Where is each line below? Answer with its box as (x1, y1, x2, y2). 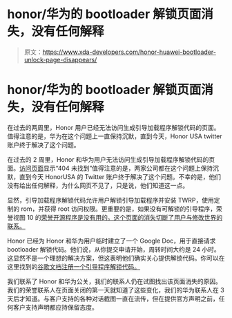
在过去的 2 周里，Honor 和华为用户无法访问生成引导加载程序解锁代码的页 (7, 155, 215, 163)
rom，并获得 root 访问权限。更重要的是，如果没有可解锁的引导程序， (20, 205, 216, 213)
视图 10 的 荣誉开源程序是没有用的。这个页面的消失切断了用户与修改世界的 (12, 213, 223, 221)
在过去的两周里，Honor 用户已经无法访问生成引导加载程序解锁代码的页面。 (7, 123, 220, 131)
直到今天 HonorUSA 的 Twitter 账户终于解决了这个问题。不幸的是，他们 (19, 172, 222, 180)
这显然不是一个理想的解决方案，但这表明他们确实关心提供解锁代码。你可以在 (7, 254, 225, 262)
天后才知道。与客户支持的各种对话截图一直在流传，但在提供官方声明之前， (7, 294, 219, 303)
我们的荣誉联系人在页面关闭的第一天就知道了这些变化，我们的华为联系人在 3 (7, 286, 224, 294)
